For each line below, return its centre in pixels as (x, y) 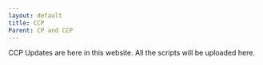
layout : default (35, 15)
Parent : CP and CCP (41, 30)
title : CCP (26, 23)
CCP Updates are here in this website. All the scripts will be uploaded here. (132, 53)
